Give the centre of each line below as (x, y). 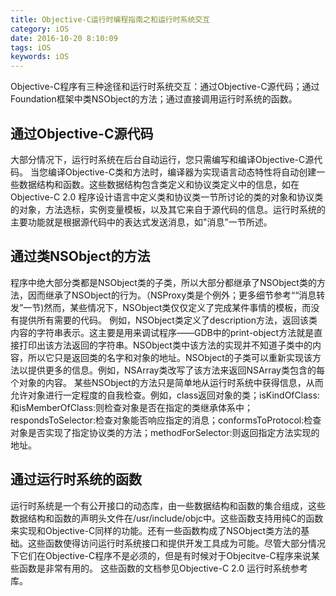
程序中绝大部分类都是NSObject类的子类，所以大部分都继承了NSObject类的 (163, 282)
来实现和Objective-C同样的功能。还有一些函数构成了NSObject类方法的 (156, 530)
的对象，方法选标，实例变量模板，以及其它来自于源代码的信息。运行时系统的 (168, 209)
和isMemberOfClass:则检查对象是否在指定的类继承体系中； (132, 407)
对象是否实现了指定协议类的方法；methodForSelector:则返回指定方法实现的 (165, 432)
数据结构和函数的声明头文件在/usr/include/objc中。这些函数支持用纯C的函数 (167, 518)
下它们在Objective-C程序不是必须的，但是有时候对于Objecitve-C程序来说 (161, 555)
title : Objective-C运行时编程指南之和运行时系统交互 (110, 19)
